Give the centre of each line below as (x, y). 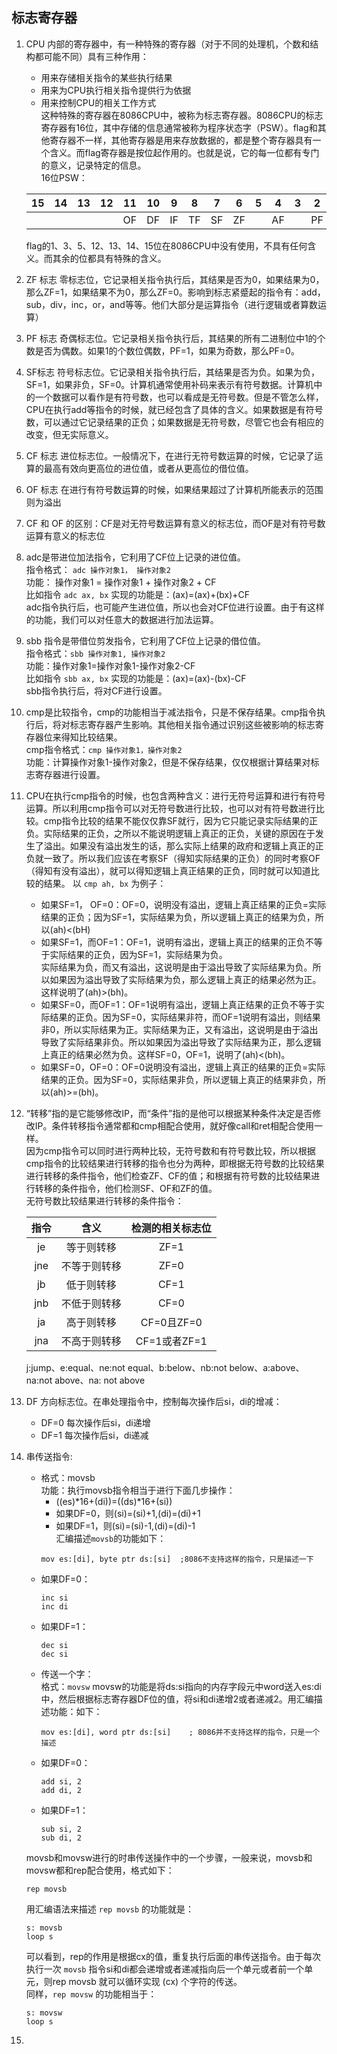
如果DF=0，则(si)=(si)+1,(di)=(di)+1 (128, 1513)
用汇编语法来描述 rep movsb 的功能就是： (110, 1909)
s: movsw (44, 2013)
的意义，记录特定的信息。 (93, 165)
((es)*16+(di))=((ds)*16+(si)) (114, 1501)
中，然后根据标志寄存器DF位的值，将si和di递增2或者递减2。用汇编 (177, 1699)
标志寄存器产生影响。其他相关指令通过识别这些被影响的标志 (192, 724)
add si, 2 (61, 1781)
